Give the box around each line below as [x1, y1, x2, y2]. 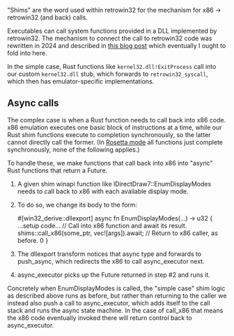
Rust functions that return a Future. [7, 166, 108, 175]
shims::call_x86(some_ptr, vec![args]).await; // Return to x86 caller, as [17, 229, 218, 237]
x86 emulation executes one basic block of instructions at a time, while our [7, 123, 222, 131]
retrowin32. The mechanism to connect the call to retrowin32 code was [7, 34, 212, 42]
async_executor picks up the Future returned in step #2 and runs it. [17, 271, 210, 279]
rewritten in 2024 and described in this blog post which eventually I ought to [7, 42, 226, 49]
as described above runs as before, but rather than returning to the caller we [7, 291, 227, 300]
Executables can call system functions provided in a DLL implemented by [7, 27, 217, 35]
